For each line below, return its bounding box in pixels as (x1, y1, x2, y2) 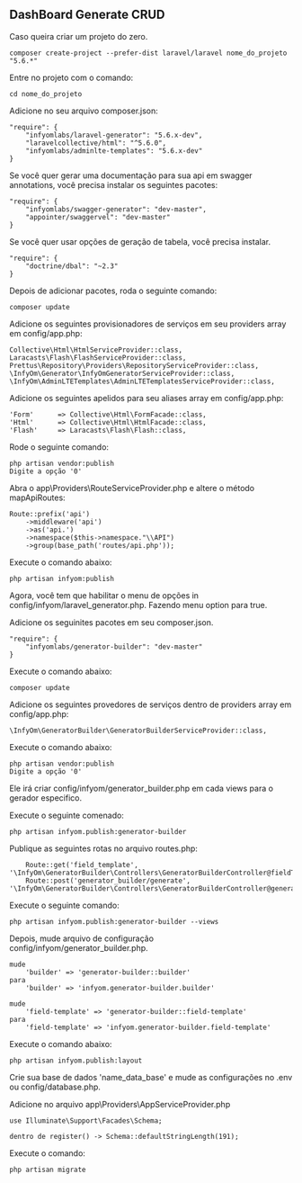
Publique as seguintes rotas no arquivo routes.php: (9, 843, 198, 854)
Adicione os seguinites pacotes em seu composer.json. (9, 616, 214, 628)
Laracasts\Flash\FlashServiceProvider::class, (9, 353, 187, 363)
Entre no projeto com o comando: (9, 72, 134, 83)
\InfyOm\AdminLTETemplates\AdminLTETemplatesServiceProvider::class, (9, 377, 276, 386)
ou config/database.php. (9, 1081, 102, 1092)
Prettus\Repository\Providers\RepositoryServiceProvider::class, (9, 361, 259, 370)
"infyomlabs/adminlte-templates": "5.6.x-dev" (25, 146, 203, 156)
